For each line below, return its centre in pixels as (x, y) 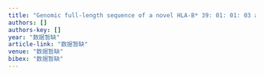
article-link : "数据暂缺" (48, 45)
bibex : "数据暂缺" (36, 59)
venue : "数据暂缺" (36, 52)
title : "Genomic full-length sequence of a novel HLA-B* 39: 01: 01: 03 (130, 15)
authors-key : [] (35, 30)
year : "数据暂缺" (34, 37)
